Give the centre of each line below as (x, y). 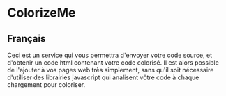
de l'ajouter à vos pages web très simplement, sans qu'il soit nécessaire (111, 70)
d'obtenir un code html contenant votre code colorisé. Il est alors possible (113, 63)
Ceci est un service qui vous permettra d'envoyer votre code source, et (110, 55)
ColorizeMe (42, 13)
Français (27, 39)
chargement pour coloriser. (46, 85)
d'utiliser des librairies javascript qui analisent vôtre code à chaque (103, 77)
